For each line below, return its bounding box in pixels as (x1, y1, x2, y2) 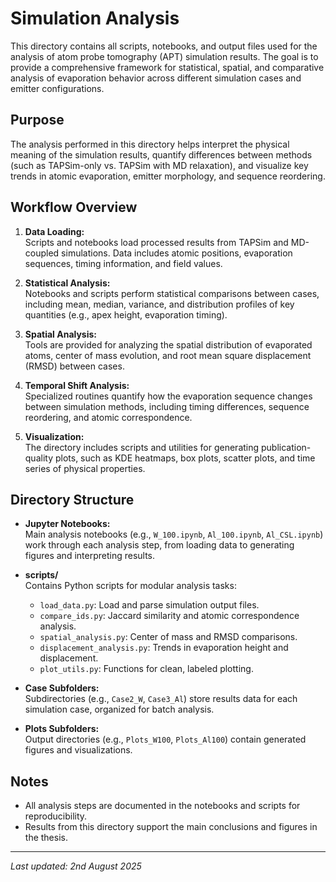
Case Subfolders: (24, 682, 100, 694)
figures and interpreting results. (24, 550, 156, 562)
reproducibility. (24, 810, 88, 822)
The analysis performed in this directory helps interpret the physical (10, 138, 290, 150)
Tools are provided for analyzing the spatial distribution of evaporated (24, 338, 313, 351)
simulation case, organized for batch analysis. (24, 703, 215, 716)
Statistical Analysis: (24, 277, 111, 289)
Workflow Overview (10, 199, 138, 216)
